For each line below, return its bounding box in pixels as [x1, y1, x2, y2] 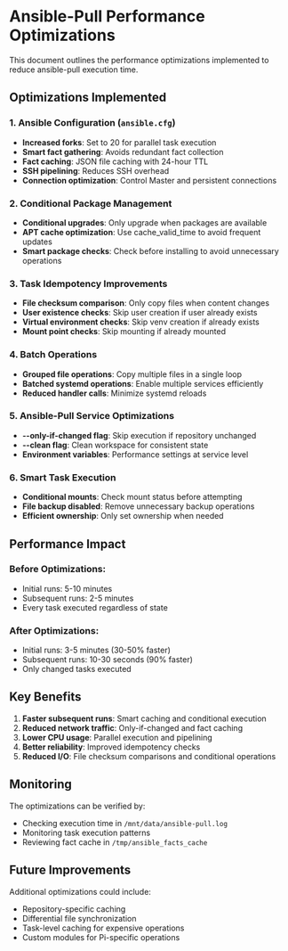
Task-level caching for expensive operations [21, 922, 185, 933]
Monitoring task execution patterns [21, 827, 151, 838]
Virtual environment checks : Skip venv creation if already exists [21, 316, 260, 327]
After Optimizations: [9, 624, 100, 636]
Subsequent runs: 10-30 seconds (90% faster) [21, 654, 194, 665]
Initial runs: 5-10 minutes [21, 583, 113, 594]
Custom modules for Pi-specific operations [21, 931, 180, 942]
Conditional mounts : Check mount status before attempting [21, 492, 243, 503]
